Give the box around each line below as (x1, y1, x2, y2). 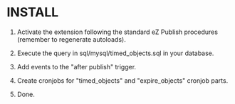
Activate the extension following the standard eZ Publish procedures (16, 28, 219, 36)
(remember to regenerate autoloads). (16, 35, 126, 43)
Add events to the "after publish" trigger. (16, 62, 137, 71)
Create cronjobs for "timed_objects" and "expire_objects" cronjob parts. (16, 76, 229, 85)
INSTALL (6, 4, 59, 21)
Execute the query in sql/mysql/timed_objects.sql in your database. (16, 49, 214, 57)
